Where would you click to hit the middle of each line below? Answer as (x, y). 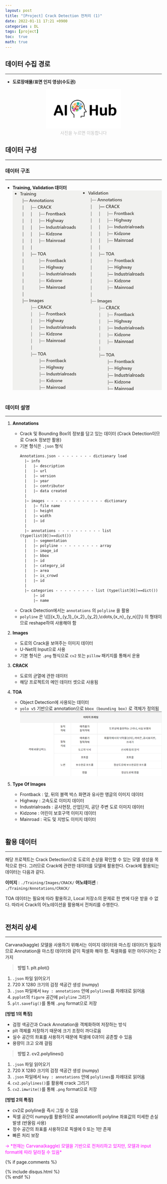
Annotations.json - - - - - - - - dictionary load (73, 456)
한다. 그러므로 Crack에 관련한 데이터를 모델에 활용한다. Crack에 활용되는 (89, 866)
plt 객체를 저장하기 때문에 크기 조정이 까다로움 (57, 1031)
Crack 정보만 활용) (43, 440)
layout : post (19, 10)
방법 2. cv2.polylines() (40, 1053)
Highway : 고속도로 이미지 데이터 (52, 801)
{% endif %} (18, 1177)
